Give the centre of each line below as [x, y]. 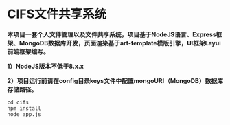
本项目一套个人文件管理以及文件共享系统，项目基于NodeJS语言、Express [112, 34]
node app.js [24, 114]
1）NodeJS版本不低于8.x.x [46, 66]
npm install [24, 108]
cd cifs [18, 102]
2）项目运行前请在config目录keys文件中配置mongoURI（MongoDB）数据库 [115, 80]
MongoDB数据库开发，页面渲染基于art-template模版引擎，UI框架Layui [120, 43]
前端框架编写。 [28, 52]
